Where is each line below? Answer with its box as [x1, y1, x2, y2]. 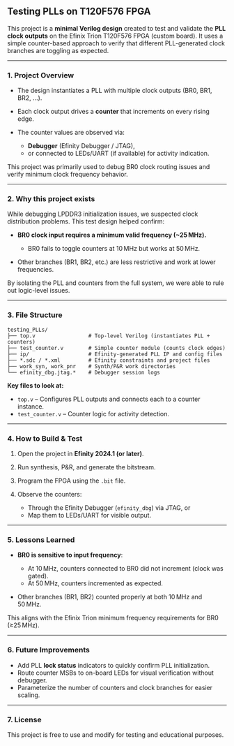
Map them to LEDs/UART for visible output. [27, 511, 152, 519]
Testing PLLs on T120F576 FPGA [7, 6, 151, 17]
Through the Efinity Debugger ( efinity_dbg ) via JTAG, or [27, 504, 191, 512]
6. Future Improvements [7, 645, 91, 655]
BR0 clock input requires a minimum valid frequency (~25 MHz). [17, 231, 207, 240]
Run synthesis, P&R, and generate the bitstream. [17, 463, 156, 471]
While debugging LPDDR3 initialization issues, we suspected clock [7, 210, 198, 219]
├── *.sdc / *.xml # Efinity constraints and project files [7, 356, 210, 364]
